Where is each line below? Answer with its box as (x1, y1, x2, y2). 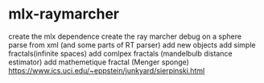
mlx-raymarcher (8, 5, 120, 23)
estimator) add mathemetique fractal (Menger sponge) (8, 57, 189, 67)
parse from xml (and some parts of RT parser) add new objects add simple (8, 39, 256, 49)
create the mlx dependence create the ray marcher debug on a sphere (8, 31, 242, 41)
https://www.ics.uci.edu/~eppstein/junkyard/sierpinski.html (8, 65, 205, 75)
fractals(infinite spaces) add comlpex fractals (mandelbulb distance (8, 48, 233, 58)
